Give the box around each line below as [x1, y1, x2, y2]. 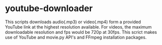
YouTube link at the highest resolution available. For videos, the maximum [5, 24, 152, 30]
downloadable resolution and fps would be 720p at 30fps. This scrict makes [5, 29, 157, 35]
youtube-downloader [5, 3, 93, 14]
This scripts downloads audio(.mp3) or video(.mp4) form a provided [5, 19, 141, 25]
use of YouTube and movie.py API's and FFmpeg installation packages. [5, 34, 147, 40]
